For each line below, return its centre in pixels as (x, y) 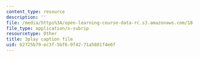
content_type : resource (36, 12)
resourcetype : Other (32, 34)
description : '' (26, 17)
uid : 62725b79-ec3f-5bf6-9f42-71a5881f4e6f (61, 45)
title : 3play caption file (40, 39)
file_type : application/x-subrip (48, 28)
